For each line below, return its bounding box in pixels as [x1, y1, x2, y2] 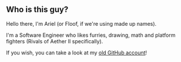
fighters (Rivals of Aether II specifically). [6, 37, 103, 44]
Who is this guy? [6, 5, 69, 15]
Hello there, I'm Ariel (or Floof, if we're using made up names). [6, 20, 157, 27]
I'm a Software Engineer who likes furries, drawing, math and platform [6, 32, 176, 39]
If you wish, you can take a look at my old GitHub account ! [6, 49, 148, 56]
